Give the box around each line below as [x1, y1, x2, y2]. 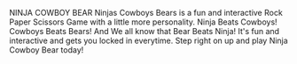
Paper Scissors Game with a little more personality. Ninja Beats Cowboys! [9, 17, 277, 27]
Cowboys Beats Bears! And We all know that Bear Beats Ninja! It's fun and [9, 26, 280, 36]
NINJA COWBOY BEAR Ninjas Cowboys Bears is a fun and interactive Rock [9, 8, 284, 18]
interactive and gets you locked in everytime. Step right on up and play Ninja [9, 35, 288, 46]
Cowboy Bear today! [9, 45, 84, 55]
